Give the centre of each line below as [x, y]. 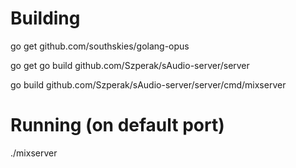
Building [45, 18]
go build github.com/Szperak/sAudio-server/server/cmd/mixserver [148, 84]
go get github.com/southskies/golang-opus [100, 46]
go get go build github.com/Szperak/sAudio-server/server [130, 65]
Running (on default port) [117, 125]
